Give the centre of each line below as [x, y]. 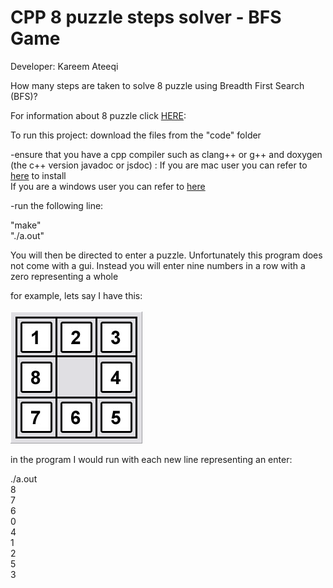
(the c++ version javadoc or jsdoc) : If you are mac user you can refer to [159, 165]
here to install [38, 175]
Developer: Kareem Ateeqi [64, 66]
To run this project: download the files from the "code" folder [136, 135]
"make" [26, 225]
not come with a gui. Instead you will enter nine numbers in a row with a [158, 265]
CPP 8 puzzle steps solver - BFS [146, 17]
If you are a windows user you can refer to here [108, 186]
